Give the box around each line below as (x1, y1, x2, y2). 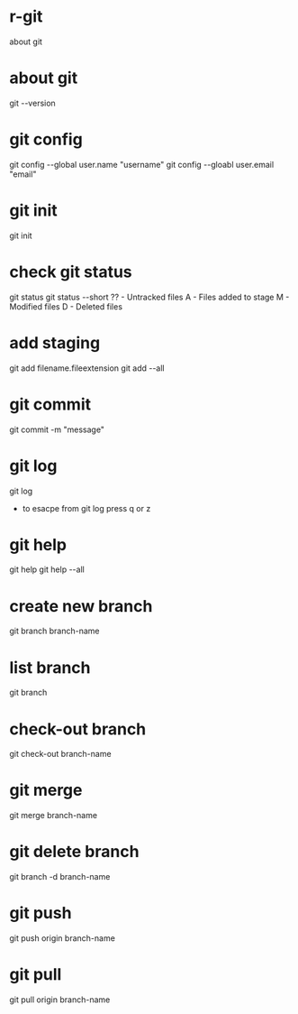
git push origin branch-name (9, 933, 115, 944)
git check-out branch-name (9, 749, 112, 760)
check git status (9, 262, 132, 281)
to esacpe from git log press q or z (22, 502, 151, 513)
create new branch (9, 595, 153, 616)
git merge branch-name (9, 810, 97, 821)
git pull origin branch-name (9, 994, 111, 1005)
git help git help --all (9, 564, 86, 575)
